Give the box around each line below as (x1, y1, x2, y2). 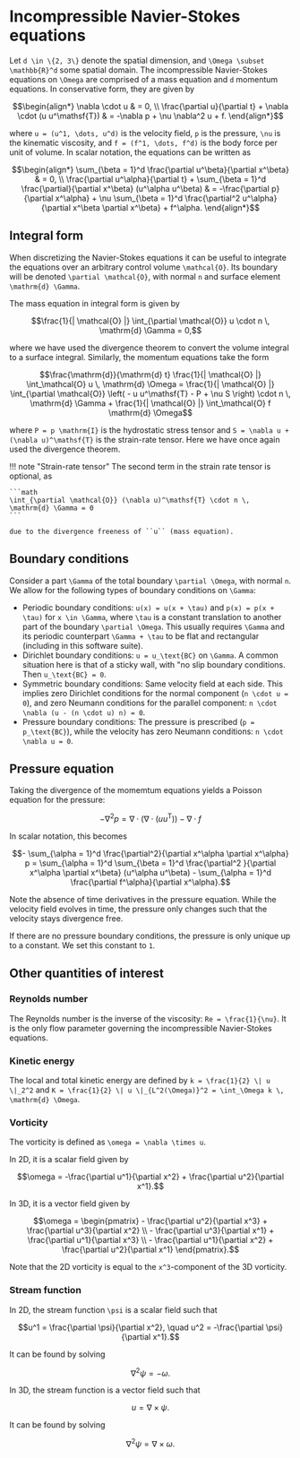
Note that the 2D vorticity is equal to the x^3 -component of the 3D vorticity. (9, 1262, 287, 1273)
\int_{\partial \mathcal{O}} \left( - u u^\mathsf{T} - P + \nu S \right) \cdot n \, (10, 388, 291, 399)
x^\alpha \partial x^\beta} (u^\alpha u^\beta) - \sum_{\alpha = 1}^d (30, 867, 271, 878)
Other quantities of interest (9, 966, 164, 981)
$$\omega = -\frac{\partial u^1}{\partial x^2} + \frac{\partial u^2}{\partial (16, 1171, 285, 1182)
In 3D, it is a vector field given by (9, 1198, 131, 1209)
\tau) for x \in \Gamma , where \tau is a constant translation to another (21, 611, 282, 622)
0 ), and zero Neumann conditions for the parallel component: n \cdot (21, 697, 278, 708)
